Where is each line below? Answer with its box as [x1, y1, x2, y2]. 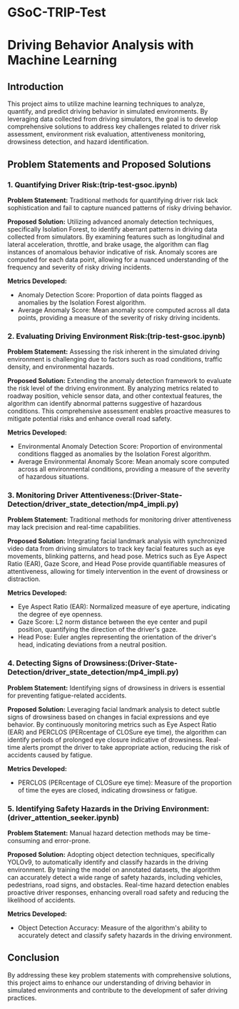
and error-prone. [41, 837, 91, 845]
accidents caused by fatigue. [7, 750, 93, 759]
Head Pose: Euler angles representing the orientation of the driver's [17, 633, 217, 642]
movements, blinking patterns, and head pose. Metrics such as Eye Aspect [7, 552, 228, 561]
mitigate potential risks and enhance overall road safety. [7, 414, 173, 423]
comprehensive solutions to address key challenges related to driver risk [7, 122, 221, 131]
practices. [7, 993, 37, 1002]
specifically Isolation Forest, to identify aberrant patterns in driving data [7, 224, 218, 233]
